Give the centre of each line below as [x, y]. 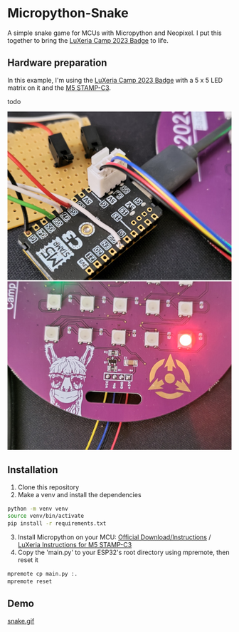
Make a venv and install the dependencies [79, 494]
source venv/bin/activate [46, 516]
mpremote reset [30, 582]
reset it [28, 560]
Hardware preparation [57, 63]
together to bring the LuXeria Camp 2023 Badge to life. [88, 40]
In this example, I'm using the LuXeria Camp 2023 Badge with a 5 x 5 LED [115, 80]
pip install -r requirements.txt [57, 524]
